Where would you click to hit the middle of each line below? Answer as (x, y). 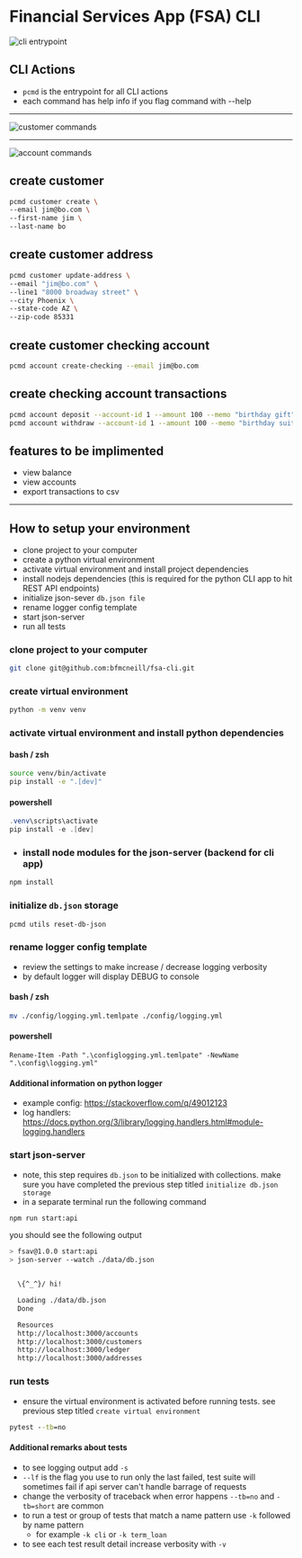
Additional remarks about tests (68, 1447)
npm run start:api (44, 1218)
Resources (36, 1325)
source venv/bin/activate (58, 774)
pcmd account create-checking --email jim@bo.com (104, 366)
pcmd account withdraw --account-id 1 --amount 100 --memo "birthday (142, 423)
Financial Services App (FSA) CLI (135, 17)
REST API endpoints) (61, 588)
